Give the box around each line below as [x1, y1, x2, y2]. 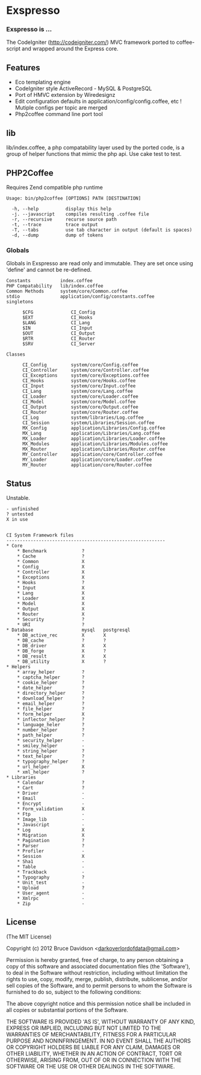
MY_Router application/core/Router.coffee [22, 462, 152, 468]
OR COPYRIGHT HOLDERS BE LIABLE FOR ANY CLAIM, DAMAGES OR [6, 1043, 181, 1050]
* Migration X [17, 833, 85, 839]
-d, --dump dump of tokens [11, 232, 104, 238]
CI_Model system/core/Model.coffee [22, 399, 136, 405]
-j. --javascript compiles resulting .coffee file [11, 211, 149, 217]
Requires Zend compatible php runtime [6, 183, 104, 191]
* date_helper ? [17, 685, 85, 691]
